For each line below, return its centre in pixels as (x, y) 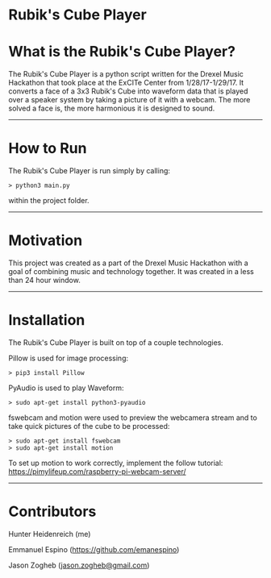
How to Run (48, 149)
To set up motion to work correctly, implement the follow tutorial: (116, 463)
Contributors (52, 511)
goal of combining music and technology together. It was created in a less (131, 271)
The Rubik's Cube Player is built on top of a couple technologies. (116, 342)
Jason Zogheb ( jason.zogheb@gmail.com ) (79, 565)
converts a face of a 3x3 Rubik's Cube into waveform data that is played (128, 91)
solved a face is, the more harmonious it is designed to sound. (112, 108)
